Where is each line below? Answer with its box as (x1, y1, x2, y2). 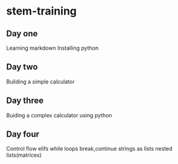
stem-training (6, 4, 77, 18)
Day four (6, 129, 40, 140)
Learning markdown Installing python (6, 44, 99, 51)
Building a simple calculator (6, 77, 75, 85)
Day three (6, 96, 44, 106)
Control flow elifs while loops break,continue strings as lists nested (6, 145, 173, 153)
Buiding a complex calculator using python (6, 111, 113, 119)
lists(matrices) (6, 151, 42, 159)
